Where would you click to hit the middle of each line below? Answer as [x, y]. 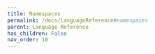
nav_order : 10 [28, 40]
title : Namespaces [34, 14]
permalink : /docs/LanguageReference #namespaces [78, 20]
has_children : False [37, 33]
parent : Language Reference [48, 27]
